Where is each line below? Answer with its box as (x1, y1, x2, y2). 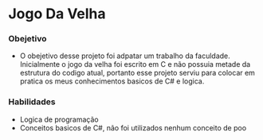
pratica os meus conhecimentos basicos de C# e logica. (19, 76, 205, 86)
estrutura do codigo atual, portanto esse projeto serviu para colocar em (19, 68, 255, 78)
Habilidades (8, 96, 56, 107)
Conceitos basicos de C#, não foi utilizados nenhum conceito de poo (19, 122, 247, 132)
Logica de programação (19, 115, 99, 124)
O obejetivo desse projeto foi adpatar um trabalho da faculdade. (19, 51, 231, 60)
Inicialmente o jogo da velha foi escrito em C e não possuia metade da (19, 60, 251, 69)
